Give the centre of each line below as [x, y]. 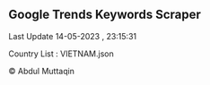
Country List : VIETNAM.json [61, 54]
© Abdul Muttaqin [42, 71]
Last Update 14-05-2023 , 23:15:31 [72, 36]
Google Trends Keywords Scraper [105, 15]
